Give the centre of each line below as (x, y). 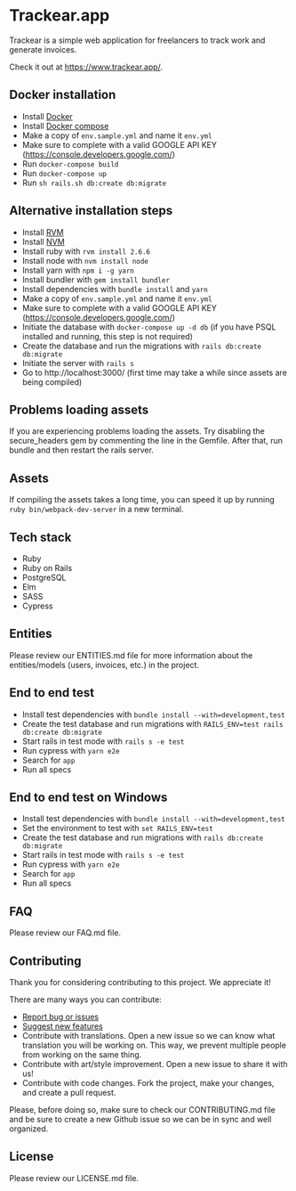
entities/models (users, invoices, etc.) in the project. (104, 665)
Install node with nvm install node (85, 260)
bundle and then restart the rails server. (81, 450)
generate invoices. (43, 49)
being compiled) (52, 382)
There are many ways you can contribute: (85, 999)
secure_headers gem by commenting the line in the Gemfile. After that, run (146, 441)
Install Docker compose (65, 126)
